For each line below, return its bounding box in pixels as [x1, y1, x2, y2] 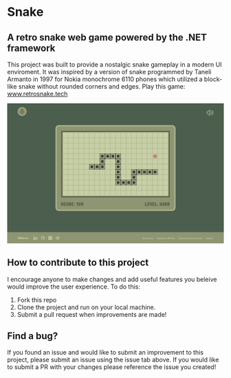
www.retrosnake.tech [7, 90, 68, 98]
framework [7, 42, 56, 54]
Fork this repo [16, 296, 57, 304]
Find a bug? [7, 331, 58, 342]
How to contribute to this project [7, 257, 149, 269]
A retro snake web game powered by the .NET [7, 32, 208, 43]
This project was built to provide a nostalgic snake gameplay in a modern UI [7, 60, 222, 69]
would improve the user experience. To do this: [7, 282, 141, 291]
